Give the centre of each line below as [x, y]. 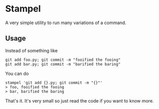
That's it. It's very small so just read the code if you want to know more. [79, 100]
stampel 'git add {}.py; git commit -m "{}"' [54, 83]
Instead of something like [32, 50]
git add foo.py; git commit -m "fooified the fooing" [63, 60]
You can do [17, 73]
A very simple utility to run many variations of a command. [66, 23]
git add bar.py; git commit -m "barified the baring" [63, 64]
